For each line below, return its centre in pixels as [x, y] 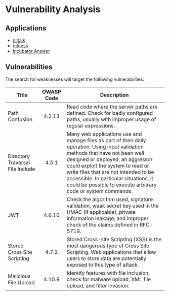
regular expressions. [91, 125]
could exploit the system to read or [108, 166]
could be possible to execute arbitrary [112, 185]
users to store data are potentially [107, 258]
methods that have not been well [105, 153]
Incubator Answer [31, 51]
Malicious [19, 276]
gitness [20, 46]
